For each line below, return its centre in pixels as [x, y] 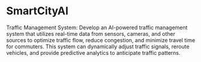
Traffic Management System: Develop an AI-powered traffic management [97, 27]
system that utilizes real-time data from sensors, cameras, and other [91, 33]
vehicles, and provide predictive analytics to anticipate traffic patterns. [94, 52]
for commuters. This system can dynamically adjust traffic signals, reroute [98, 46]
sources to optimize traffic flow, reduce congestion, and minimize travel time [101, 40]
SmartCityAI [37, 11]
